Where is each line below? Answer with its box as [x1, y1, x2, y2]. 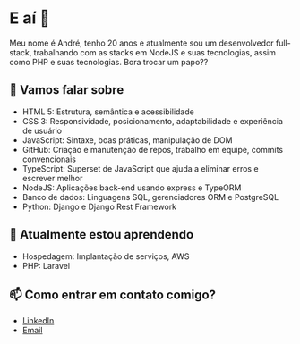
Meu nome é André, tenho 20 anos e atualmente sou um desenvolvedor [9, 38, 275, 48]
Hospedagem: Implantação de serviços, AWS [21, 250, 190, 262]
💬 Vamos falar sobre [9, 82, 124, 97]
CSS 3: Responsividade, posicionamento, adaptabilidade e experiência [21, 115, 284, 126]
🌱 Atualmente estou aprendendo [9, 227, 194, 242]
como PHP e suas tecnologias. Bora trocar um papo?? [9, 56, 209, 67]
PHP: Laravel [21, 260, 70, 271]
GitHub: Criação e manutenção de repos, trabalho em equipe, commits [21, 144, 284, 155]
